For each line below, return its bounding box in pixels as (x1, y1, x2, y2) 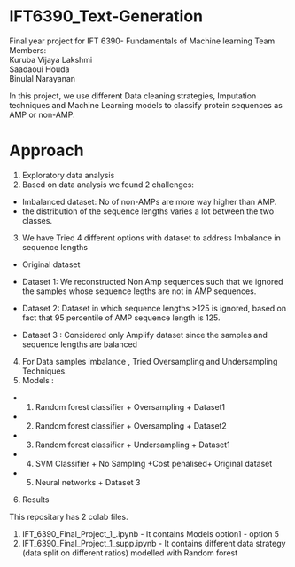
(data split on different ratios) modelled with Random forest (21, 547, 238, 558)
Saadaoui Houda (9, 64, 70, 75)
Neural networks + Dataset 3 (35, 476, 141, 487)
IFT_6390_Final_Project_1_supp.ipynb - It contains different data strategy (21, 538, 286, 548)
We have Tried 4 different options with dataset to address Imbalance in (21, 232, 281, 243)
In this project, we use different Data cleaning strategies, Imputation (9, 91, 257, 101)
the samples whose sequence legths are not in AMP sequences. (21, 286, 257, 296)
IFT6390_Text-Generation (9, 6, 204, 27)
